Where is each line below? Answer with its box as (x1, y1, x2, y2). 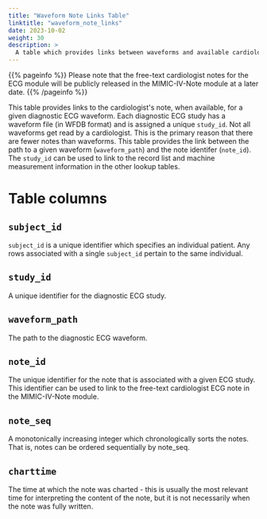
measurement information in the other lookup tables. (8, 162, 180, 171)
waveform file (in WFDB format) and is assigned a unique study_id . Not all (8, 120, 251, 129)
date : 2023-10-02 (8, 26, 66, 34)
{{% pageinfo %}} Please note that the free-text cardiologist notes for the (8, 71, 249, 79)
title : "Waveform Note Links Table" (8, 11, 130, 20)
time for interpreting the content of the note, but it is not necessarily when (8, 494, 250, 503)
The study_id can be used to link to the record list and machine (8, 153, 215, 163)
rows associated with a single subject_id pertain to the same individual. (8, 249, 244, 258)
